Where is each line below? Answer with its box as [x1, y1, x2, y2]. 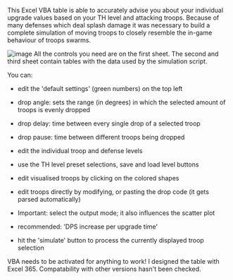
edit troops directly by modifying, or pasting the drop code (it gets [17, 188, 210, 196]
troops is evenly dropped [17, 106, 90, 114]
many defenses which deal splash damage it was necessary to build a [7, 21, 210, 29]
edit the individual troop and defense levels [17, 147, 143, 154]
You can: [7, 71, 33, 79]
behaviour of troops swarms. [7, 36, 92, 44]
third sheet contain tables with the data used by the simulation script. [7, 57, 208, 66]
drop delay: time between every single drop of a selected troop [17, 119, 201, 128]
